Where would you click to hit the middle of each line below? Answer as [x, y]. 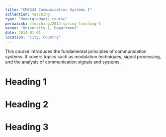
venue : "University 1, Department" [42, 28]
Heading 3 [27, 127]
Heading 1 [26, 82]
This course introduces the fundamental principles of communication [76, 51]
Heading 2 [27, 105]
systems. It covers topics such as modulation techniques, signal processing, [83, 56]
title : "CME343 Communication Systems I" [49, 10]
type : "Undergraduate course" [37, 19]
